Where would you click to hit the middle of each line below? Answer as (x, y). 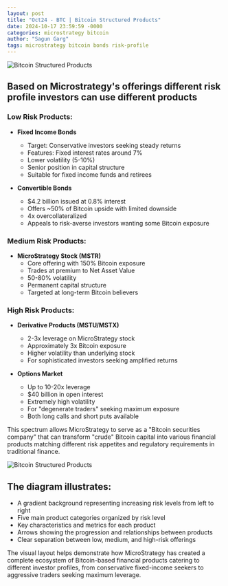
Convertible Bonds (44, 188)
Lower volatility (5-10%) (61, 160)
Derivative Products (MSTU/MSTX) (68, 325)
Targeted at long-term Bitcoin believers (83, 292)
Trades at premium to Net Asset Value (81, 270)
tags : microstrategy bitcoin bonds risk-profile (78, 45)
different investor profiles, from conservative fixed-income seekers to (105, 567)
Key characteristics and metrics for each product (86, 525)
